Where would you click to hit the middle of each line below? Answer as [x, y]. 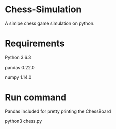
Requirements [35, 44]
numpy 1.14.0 [18, 77]
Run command [36, 98]
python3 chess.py [24, 121]
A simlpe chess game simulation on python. [50, 23]
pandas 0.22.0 [20, 67]
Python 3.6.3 [18, 57]
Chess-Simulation [43, 9]
